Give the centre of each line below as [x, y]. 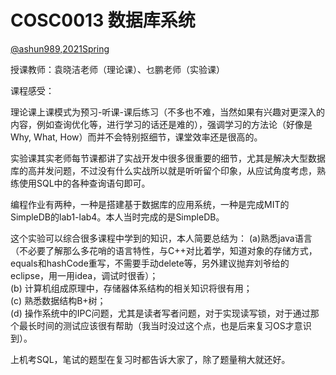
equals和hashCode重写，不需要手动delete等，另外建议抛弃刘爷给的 [150, 263]
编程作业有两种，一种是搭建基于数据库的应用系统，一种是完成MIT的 [150, 204]
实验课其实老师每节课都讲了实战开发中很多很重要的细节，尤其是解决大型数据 [168, 158]
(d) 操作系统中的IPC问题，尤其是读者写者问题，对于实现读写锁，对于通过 [160, 313]
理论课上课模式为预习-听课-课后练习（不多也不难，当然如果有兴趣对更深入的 [167, 112]
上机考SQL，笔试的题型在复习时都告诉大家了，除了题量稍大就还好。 [150, 359]
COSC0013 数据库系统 [103, 20]
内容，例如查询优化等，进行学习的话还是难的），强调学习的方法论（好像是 [161, 124]
